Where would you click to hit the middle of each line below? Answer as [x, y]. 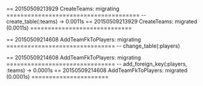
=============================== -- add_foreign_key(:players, [97, 64]
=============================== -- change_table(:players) [93, 46]
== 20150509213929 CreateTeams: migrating [63, 9]
